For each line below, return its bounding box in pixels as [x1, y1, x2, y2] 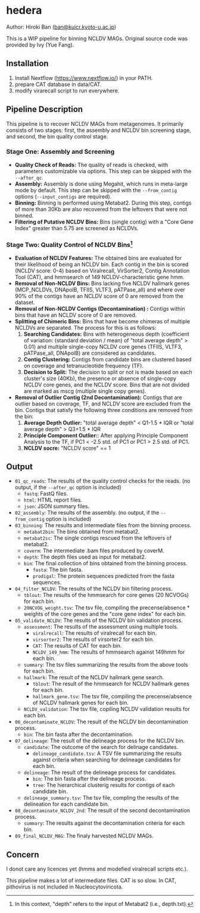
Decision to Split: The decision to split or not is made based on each [23, 368, 192, 376]
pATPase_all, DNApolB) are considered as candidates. [23, 349, 157, 357]
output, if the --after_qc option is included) [14, 484, 122, 491]
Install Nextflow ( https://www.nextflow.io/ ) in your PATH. [14, 74, 153, 81]
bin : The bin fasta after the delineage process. [32, 775, 147, 782]
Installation [6, 58, 49, 69]
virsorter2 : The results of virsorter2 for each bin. [32, 636, 155, 643]
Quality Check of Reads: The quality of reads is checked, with [14, 161, 168, 168]
